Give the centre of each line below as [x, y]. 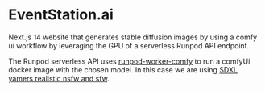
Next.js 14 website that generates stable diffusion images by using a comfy [133, 37]
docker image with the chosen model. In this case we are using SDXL [123, 69]
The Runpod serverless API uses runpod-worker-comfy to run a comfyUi [129, 61]
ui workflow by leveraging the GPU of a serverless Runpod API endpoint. [129, 45]
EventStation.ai [61, 15]
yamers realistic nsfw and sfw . [59, 78]
